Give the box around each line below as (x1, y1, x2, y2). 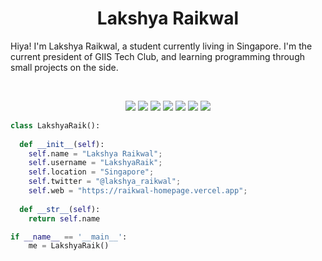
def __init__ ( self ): (19, 139, 105, 149)
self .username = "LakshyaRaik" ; (28, 158, 163, 168)
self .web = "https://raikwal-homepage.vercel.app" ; (28, 186, 248, 196)
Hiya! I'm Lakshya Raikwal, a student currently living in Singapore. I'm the (10, 40, 313, 52)
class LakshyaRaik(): (10, 120, 101, 131)
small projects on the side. (10, 61, 119, 73)
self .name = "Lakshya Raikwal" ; (28, 148, 163, 159)
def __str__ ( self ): (19, 204, 101, 214)
